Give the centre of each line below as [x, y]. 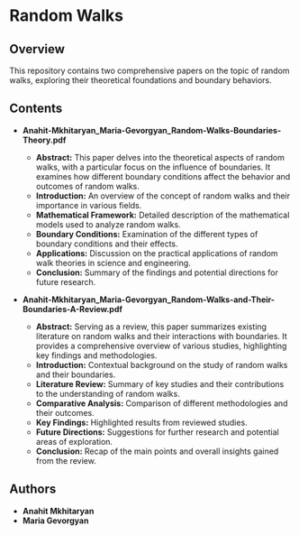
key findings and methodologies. [96, 355]
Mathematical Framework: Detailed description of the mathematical [163, 215]
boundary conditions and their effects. [107, 244]
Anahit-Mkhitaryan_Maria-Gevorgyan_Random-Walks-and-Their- [149, 300]
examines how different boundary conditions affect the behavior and [163, 176]
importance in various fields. [89, 205]
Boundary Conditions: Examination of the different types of [147, 234]
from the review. [66, 460]
